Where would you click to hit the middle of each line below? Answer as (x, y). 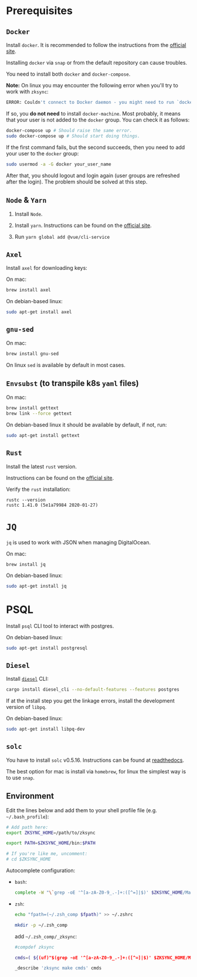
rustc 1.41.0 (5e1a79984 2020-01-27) (52, 505)
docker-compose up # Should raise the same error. (69, 130)
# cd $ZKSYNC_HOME (28, 859)
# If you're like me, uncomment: (47, 854)
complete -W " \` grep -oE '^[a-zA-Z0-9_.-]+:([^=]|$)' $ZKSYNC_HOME (99, 893)
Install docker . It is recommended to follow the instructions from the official (96, 45)
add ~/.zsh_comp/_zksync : (46, 936)
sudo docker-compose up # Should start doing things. (73, 136)
